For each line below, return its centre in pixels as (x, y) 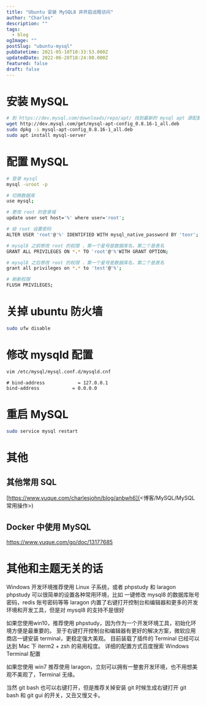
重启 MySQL (37, 414)
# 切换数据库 (21, 195)
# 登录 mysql (22, 179)
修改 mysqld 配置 (50, 355)
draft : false (23, 69)
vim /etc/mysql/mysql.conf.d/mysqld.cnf (59, 372)
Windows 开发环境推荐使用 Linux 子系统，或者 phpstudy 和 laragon (91, 587)
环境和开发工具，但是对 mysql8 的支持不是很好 (65, 610)
